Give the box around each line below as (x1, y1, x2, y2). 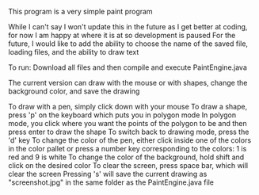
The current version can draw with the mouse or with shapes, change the (8, 78, 248, 87)
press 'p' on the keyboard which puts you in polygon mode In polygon (8, 110, 237, 120)
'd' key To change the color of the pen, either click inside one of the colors (8, 136, 252, 145)
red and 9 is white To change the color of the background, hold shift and (8, 152, 245, 162)
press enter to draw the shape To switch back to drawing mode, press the (8, 127, 249, 136)
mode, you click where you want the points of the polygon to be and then (8, 119, 247, 128)
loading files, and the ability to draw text (8, 48, 139, 56)
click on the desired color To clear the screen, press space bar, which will (8, 161, 249, 170)
